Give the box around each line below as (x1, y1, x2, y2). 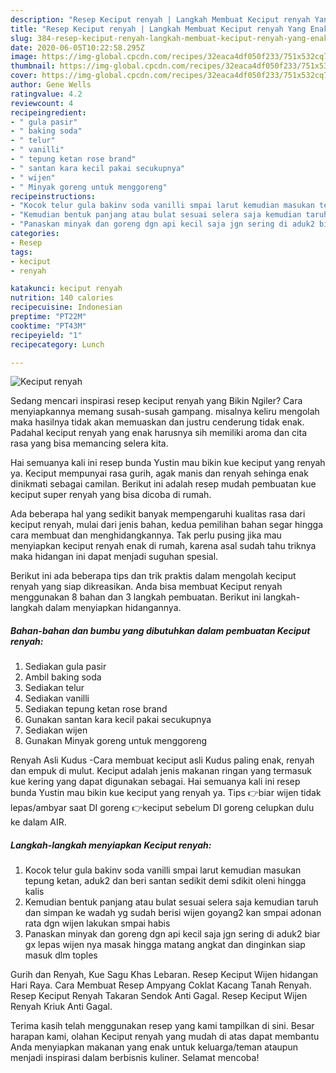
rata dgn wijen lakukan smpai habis (24, 917, 171, 930)
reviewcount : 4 (10, 98, 74, 108)
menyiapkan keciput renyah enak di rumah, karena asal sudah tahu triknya (10, 540, 317, 552)
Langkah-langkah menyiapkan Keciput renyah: (10, 839, 212, 851)
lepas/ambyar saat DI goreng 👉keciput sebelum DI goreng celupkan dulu (10, 802, 315, 814)
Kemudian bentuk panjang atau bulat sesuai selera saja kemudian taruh (24, 896, 319, 908)
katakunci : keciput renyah (10, 284, 123, 294)
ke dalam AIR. (10, 816, 67, 828)
